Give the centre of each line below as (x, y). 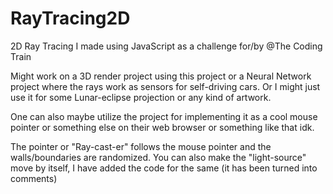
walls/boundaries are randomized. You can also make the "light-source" (158, 157)
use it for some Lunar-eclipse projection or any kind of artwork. (141, 97)
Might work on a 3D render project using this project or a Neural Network (161, 76)
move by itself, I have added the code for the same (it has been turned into (164, 168)
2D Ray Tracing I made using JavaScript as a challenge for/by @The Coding (166, 46)
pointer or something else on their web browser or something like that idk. (162, 127)
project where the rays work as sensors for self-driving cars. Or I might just (165, 86)
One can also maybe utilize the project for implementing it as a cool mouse (164, 116)
